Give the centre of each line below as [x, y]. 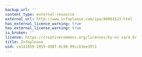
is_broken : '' [20, 33]
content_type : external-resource [40, 14]
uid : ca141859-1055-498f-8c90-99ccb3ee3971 [51, 47]
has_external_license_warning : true [43, 28]
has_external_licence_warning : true [43, 24]
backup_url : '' [21, 10]
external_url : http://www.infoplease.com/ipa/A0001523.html [69, 19]
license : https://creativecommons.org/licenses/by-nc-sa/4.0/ [71, 38]
